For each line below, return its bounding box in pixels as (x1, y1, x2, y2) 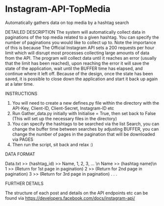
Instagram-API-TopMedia (5, 3, 111, 15)
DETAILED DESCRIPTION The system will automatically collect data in (5, 29, 146, 35)
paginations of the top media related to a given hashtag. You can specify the (5, 34, 159, 40)
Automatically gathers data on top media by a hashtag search (5, 20, 129, 25)
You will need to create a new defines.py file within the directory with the (12, 100, 159, 106)
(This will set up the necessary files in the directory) (12, 115, 117, 121)
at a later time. (5, 81, 34, 87)
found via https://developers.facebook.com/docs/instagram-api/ (5, 195, 136, 201)
